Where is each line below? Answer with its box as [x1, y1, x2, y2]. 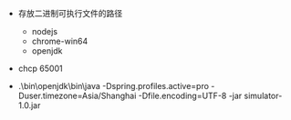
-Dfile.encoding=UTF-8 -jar [138, 90, 243, 101]
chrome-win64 [31, 35, 88, 46]
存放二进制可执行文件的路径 [17, 8, 123, 18]
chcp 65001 [17, 63, 63, 74]
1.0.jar [17, 100, 41, 111]
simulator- [244, 90, 283, 101]
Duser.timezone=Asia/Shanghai [17, 90, 137, 101]
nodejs [31, 26, 57, 36]
